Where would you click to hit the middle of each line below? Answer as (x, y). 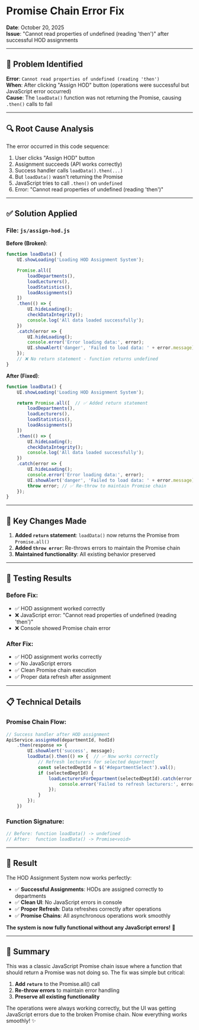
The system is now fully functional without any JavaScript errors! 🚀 (91, 927)
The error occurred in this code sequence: (58, 146)
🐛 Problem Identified (44, 64)
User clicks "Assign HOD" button (55, 158)
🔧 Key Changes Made (46, 521)
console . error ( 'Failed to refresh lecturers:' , (119, 784)
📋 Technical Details (44, 702)
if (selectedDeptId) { (66, 773)
